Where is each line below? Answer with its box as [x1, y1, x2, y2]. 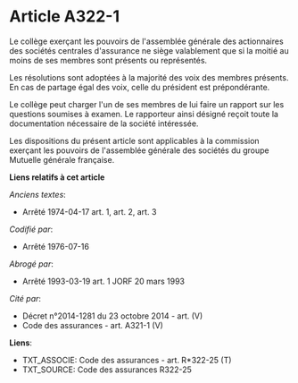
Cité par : [9, 293, 42, 303]
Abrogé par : [9, 258, 54, 269]
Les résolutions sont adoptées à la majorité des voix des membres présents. [9, 72, 289, 82]
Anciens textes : [9, 189, 67, 200]
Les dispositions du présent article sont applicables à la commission [9, 135, 261, 146]
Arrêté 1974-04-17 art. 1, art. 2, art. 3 [21, 206, 157, 217]
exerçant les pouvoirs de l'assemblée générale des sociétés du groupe [9, 145, 269, 156]
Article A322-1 [9, 6, 120, 27]
